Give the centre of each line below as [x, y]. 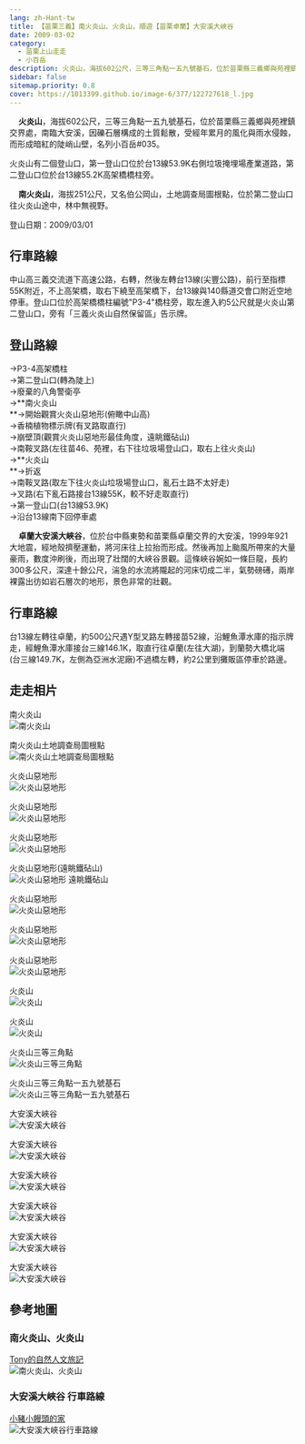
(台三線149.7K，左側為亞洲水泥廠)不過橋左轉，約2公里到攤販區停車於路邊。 [151, 659]
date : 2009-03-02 [42, 35]
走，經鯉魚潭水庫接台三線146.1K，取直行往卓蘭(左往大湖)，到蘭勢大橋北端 [148, 648]
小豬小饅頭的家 [37, 1418]
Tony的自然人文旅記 [47, 1359]
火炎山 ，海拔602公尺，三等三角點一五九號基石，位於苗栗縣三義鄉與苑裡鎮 [157, 121]
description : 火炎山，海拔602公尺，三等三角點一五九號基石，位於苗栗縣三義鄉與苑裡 [150, 69]
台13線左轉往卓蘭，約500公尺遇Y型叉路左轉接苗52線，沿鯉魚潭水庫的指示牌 [152, 636]
